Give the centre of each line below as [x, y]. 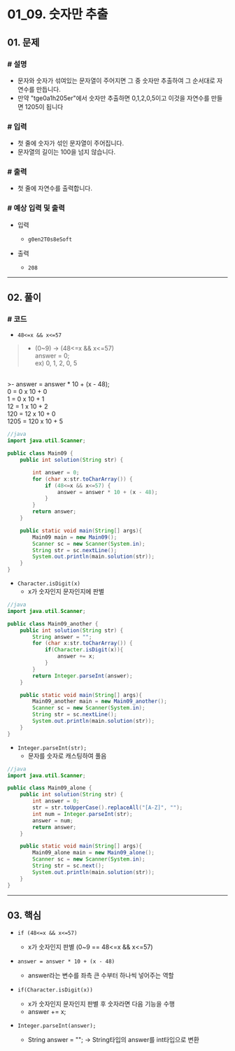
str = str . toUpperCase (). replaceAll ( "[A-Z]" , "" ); [108, 808]
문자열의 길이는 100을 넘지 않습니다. [66, 152]
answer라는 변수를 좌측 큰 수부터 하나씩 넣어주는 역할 [101, 975]
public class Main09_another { [53, 623]
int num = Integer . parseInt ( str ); [83, 814]
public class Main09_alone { [50, 788]
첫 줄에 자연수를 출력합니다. [55, 188]
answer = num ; [53, 820]
